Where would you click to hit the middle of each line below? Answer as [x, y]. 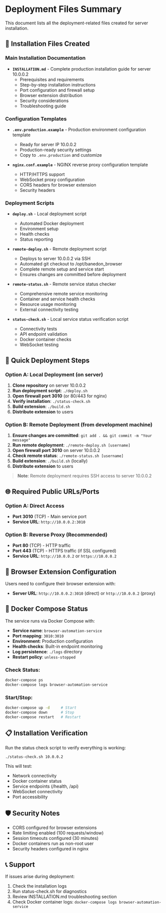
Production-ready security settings [56, 150]
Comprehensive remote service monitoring [64, 294]
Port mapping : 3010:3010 [38, 636]
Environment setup [39, 229]
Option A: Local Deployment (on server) [54, 374]
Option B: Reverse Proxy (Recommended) [56, 535]
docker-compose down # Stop [40, 713]
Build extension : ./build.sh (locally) [50, 461]
